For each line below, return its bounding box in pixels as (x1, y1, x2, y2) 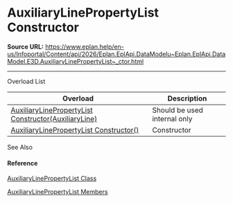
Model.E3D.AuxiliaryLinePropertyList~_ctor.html (7, 57, 144, 65)
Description (167, 94, 207, 103)
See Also (7, 143, 33, 151)
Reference (7, 159, 38, 167)
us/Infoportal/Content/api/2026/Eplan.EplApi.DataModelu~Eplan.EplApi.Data (7, 50, 226, 58)
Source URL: (7, 42, 44, 51)
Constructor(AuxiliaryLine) (10, 114, 98, 123)
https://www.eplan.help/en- (44, 42, 125, 51)
